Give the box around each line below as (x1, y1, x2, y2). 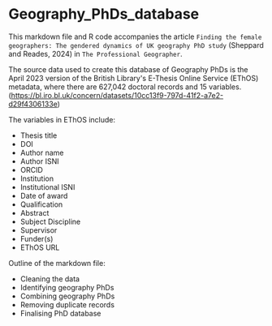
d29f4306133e (8, 99, 58, 109)
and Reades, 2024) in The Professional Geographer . (8, 49, 183, 58)
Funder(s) (19, 234, 54, 243)
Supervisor (19, 225, 58, 235)
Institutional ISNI (19, 182, 76, 191)
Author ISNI (19, 156, 59, 166)
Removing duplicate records (19, 299, 115, 309)
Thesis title (19, 131, 58, 140)
